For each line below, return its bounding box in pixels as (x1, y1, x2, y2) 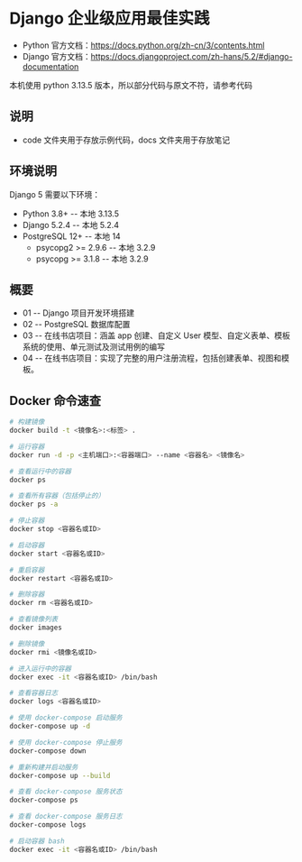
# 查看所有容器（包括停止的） (9, 491, 105, 500)
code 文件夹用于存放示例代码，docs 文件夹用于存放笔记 (22, 134, 231, 145)
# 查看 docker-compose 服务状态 (9, 787, 124, 796)
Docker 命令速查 (9, 393, 102, 408)
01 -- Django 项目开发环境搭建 (22, 307, 135, 318)
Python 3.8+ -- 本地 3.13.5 (22, 208, 120, 219)
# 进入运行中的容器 (9, 664, 72, 673)
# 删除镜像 (9, 639, 45, 648)
